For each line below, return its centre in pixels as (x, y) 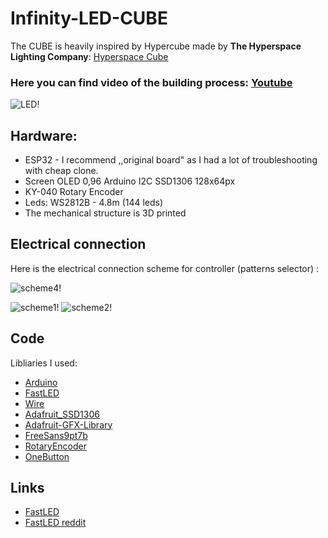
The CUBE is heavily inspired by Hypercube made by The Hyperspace (156, 46)
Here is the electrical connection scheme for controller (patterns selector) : (165, 268)
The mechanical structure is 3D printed (105, 213)
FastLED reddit (55, 523)
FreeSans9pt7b (56, 435)
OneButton (47, 456)
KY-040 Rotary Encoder (74, 192)
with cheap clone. (61, 171)
